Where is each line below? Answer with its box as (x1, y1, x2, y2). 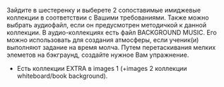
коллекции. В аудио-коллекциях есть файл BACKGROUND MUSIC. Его (6, 28, 217, 36)
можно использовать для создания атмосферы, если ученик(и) (6, 36, 199, 44)
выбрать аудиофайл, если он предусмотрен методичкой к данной (6, 21, 206, 29)
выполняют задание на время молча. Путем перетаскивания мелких (6, 43, 216, 51)
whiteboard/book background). (16, 72, 108, 80)
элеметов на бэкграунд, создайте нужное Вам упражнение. (6, 51, 189, 59)
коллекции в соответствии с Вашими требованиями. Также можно (6, 13, 209, 22)
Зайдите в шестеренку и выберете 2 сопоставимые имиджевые (6, 6, 201, 14)
